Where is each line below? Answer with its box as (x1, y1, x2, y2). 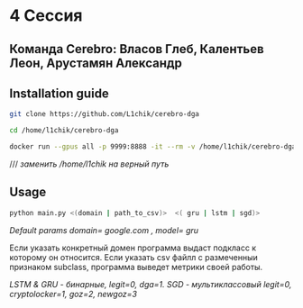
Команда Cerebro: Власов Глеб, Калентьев (9, 41, 264, 57)
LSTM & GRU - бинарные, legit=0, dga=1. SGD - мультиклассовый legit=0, (9, 278, 292, 289)
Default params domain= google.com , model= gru (9, 224, 199, 235)
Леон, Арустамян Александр (9, 55, 183, 70)
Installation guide (9, 86, 110, 101)
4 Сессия (9, 5, 83, 26)
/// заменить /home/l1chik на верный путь (9, 159, 170, 169)
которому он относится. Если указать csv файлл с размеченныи (9, 251, 259, 262)
